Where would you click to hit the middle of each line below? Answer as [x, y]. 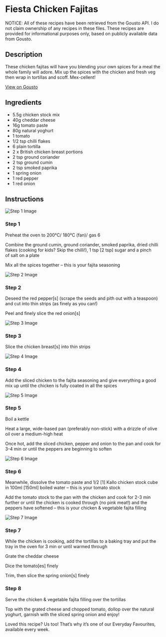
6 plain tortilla [26, 146]
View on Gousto [22, 87]
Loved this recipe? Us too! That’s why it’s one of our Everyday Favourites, [81, 624]
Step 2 [13, 287]
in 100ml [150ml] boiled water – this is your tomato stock [63, 488]
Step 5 [13, 408]
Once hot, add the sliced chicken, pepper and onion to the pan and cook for [83, 443]
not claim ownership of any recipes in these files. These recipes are [75, 28]
